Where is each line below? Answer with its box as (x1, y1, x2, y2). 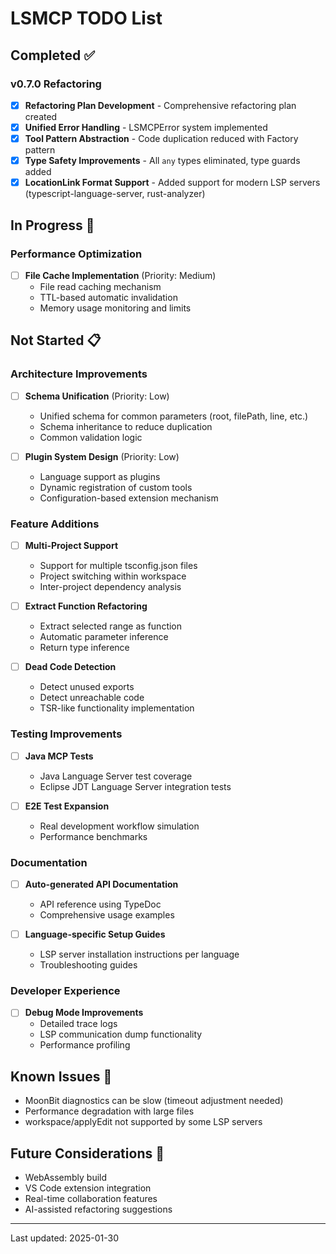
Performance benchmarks (39, 830, 148, 842)
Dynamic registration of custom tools (39, 481, 193, 493)
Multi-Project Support (24, 540, 119, 552)
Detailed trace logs (39, 1018, 118, 1030)
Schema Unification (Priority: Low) (24, 390, 170, 402)
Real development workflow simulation (39, 820, 200, 832)
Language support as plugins (39, 470, 161, 482)
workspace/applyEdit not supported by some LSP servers (24, 1116, 263, 1128)
